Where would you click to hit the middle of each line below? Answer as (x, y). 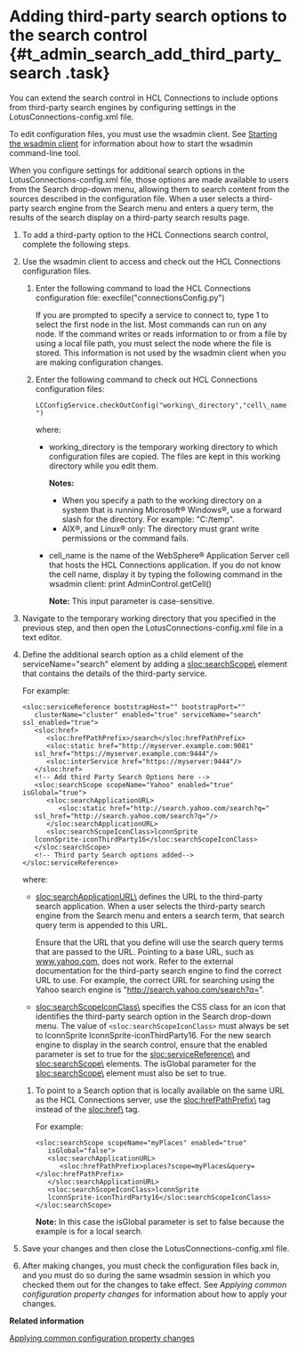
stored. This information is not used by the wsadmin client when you (161, 353)
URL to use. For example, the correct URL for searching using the (155, 980)
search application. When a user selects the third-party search (150, 906)
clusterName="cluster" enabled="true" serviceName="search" (148, 714)
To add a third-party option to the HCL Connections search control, (145, 234)
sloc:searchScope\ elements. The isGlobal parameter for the (145, 1063)
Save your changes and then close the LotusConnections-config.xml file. (156, 1248)
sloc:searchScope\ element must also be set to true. (131, 1073)
